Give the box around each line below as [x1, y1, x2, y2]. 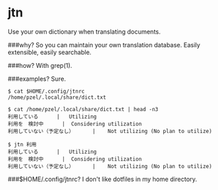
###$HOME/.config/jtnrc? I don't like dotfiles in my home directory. [8, 175, 197, 183]
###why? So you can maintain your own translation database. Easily [8, 40, 201, 49]
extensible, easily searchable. [8, 48, 92, 56]
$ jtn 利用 [8, 141, 37, 148]
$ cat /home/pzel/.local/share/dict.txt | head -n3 [8, 106, 158, 112]
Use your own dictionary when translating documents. [8, 27, 161, 36]
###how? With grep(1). [8, 61, 73, 69]
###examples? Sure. [8, 74, 66, 83]
